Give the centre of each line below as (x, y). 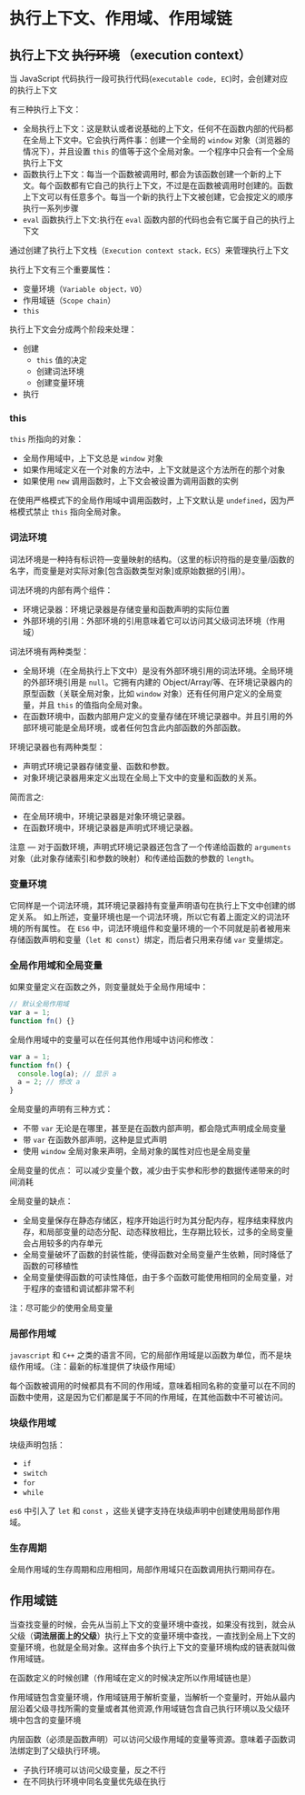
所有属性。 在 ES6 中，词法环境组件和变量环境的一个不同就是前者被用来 (158, 928)
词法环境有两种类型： (49, 651)
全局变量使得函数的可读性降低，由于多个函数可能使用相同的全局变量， (154, 1278)
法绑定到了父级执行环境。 (57, 1750)
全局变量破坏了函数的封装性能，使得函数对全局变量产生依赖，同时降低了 (157, 1255)
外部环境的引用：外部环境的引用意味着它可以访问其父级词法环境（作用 (154, 620)
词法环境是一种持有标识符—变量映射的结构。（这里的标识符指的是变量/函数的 (152, 559)
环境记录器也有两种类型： (57, 747)
